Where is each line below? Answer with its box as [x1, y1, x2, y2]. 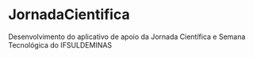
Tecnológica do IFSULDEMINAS [8, 40, 113, 49]
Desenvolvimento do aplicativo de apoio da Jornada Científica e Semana [8, 32, 246, 41]
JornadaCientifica [8, 6, 130, 24]
